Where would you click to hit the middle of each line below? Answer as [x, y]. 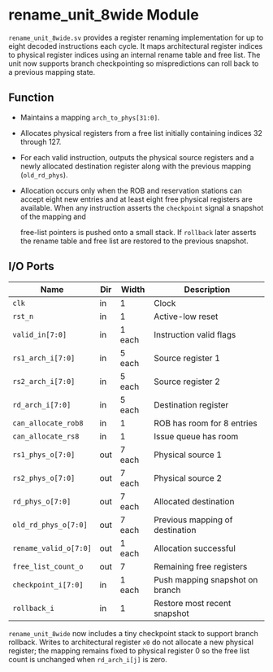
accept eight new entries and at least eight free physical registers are [136, 199]
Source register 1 [187, 358]
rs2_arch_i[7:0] [44, 381]
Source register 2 [187, 382]
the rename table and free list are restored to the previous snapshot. [134, 241]
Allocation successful [195, 548]
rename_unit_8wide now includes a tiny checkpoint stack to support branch [133, 633]
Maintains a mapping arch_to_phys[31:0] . [90, 117]
